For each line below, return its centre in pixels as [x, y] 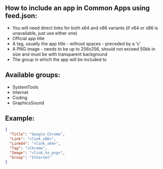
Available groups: [33, 75]
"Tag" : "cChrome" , [29, 148]
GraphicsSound [28, 103]
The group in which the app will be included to [60, 59]
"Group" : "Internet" [31, 157]
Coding [20, 97]
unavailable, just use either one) [45, 33]
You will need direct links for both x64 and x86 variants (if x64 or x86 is [85, 28]
